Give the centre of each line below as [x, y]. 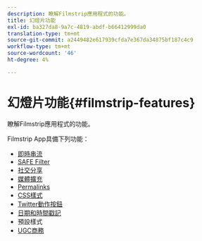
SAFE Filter [34, 161]
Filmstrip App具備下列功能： [48, 139]
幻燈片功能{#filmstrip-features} [101, 103]
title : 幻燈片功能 [32, 20]
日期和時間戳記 [39, 213]
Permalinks [34, 187]
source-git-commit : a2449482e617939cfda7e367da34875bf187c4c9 [100, 40]
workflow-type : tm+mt [39, 47]
